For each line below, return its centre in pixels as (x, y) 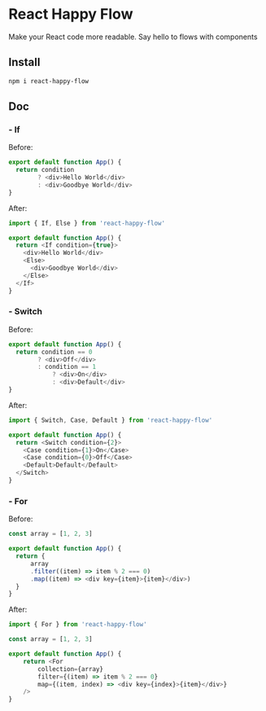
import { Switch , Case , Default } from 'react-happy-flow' (111, 420)
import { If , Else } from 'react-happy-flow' (87, 223)
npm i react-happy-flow (49, 81)
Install (24, 62)
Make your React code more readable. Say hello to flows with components (133, 37)
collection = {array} (71, 669)
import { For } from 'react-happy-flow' (78, 625)
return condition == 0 (54, 352)
